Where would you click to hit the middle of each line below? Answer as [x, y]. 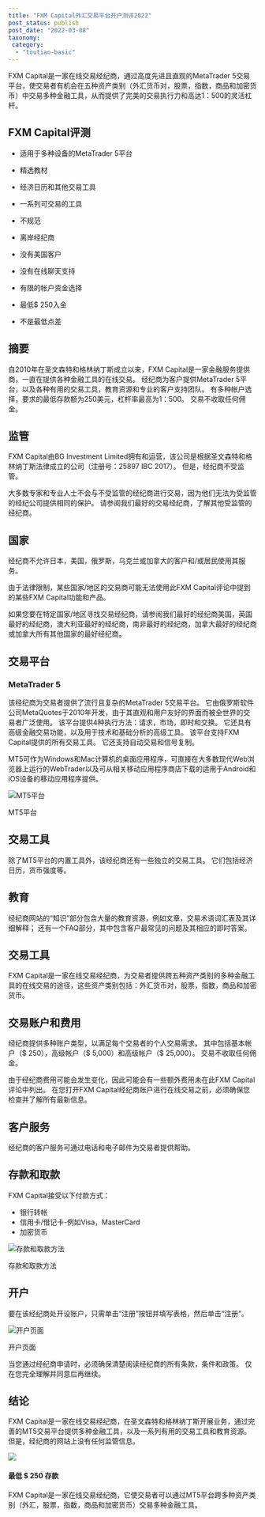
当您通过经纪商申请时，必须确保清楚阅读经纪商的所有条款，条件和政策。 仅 [130, 1364]
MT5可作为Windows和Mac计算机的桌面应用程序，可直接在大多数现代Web [128, 758]
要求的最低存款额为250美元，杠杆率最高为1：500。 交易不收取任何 [130, 399]
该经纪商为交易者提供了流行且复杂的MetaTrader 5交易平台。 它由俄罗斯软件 [131, 702]
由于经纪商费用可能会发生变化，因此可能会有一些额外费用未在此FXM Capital [132, 1080]
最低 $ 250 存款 [34, 1476]
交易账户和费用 [45, 1022]
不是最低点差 [40, 321]
